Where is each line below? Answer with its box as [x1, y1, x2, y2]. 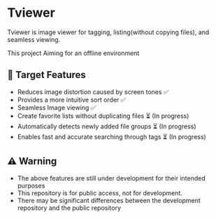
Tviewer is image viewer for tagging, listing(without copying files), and [7, 28, 210, 36]
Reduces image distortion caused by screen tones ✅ [17, 87, 169, 96]
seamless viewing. [7, 35, 61, 43]
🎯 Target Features [7, 69, 86, 81]
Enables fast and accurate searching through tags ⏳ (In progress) [17, 133, 206, 141]
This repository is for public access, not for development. [17, 188, 183, 197]
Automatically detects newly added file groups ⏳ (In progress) [17, 122, 197, 130]
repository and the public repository [17, 204, 121, 212]
